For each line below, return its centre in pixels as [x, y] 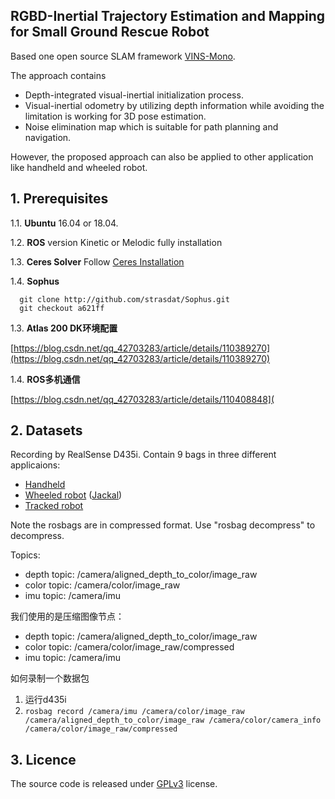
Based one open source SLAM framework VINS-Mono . [123, 56]
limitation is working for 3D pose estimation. [115, 116]
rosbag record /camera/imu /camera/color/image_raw [134, 712]
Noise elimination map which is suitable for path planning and [151, 126]
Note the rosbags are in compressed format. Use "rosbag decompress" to [163, 525]
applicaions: [35, 465]
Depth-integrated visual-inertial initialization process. [134, 95]
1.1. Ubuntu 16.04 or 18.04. [64, 223]
